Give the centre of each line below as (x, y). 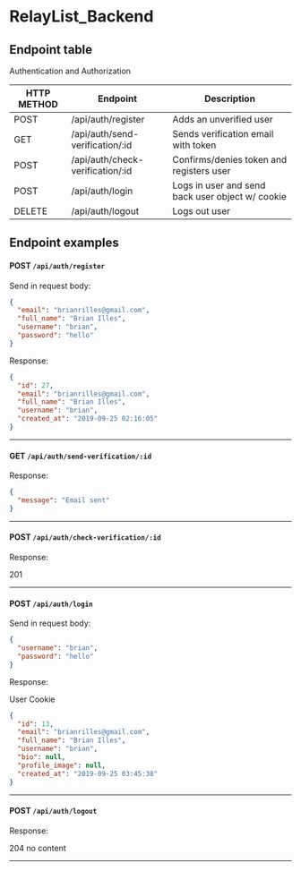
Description (230, 98)
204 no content (38, 848)
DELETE (30, 211)
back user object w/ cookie (229, 196)
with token (194, 145)
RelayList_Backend (82, 17)
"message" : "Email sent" (64, 500)
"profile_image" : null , (61, 765)
